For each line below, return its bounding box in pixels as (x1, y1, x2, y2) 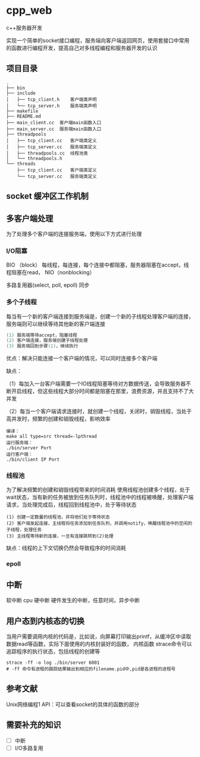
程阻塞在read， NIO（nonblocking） (6, 269, 95, 276)
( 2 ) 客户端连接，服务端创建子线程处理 (6, 338, 88, 344)
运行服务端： (6, 440, 33, 446)
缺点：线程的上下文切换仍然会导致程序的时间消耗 (6, 544, 126, 551)
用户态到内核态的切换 (6, 616, 85, 626)
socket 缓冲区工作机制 (6, 191, 89, 201)
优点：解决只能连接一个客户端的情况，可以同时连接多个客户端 (6, 355, 158, 362)
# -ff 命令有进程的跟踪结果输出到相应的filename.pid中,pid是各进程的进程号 (6, 666, 176, 672)
